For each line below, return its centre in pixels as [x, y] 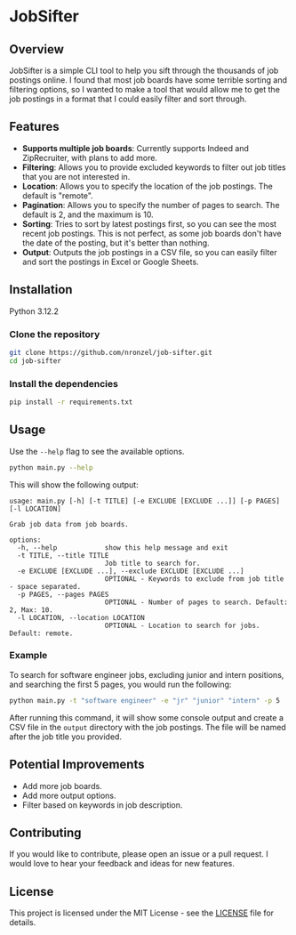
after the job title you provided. [66, 737]
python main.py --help [51, 467]
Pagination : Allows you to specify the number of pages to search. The [151, 205]
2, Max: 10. [31, 610]
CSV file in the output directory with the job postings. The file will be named [148, 727]
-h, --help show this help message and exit [123, 548]
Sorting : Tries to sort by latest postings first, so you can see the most [149, 223]
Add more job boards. [62, 786]
